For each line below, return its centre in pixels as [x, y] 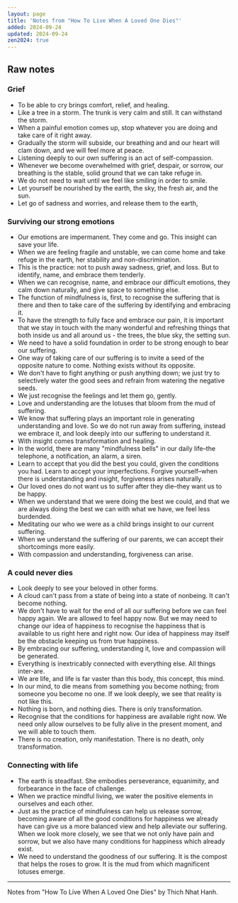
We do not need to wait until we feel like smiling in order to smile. [112, 180]
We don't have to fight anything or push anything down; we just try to [119, 373]
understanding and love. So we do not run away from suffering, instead [121, 426]
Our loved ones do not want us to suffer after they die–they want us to [120, 486]
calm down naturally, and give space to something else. [99, 290]
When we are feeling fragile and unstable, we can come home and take [121, 252]
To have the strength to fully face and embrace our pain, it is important [121, 320]
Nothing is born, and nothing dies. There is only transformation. [110, 709]
